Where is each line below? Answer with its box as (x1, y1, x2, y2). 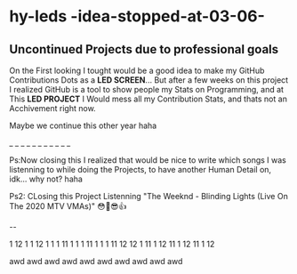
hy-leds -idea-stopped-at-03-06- (9, 6, 265, 27)
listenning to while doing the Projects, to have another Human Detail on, (9, 165, 272, 174)
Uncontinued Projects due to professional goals (9, 42, 279, 57)
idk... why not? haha (9, 173, 83, 184)
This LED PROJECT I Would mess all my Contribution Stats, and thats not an (9, 93, 287, 104)
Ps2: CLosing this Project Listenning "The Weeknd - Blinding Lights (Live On (9, 191, 289, 201)
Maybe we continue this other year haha (9, 120, 157, 131)
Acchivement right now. (9, 103, 96, 113)
